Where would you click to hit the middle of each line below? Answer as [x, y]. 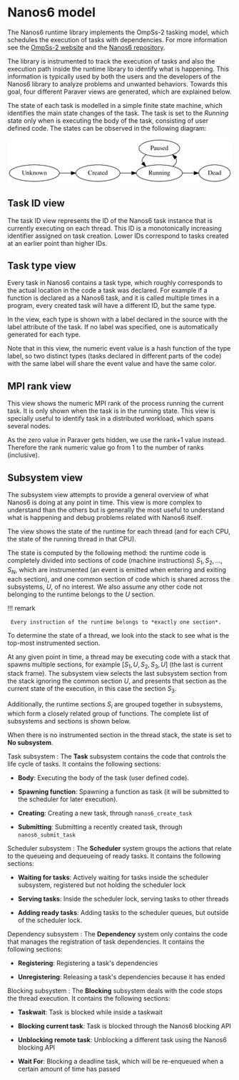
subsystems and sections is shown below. [69, 721]
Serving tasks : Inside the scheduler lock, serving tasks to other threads [123, 899]
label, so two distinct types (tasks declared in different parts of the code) [115, 356]
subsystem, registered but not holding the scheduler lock [102, 885]
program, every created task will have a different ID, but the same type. [112, 306]
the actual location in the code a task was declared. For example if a [107, 291]
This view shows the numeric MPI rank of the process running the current [116, 404]
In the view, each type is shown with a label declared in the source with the [118, 319]
